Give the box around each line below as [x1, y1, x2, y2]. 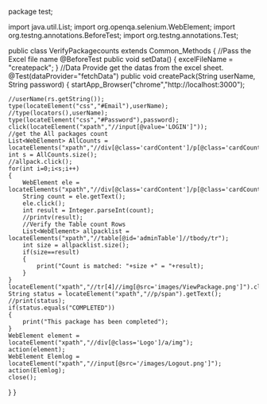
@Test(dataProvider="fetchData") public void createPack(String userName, [8, 72, 256, 80]
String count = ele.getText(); [22, 192, 126, 200]
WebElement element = [8, 332, 80, 340]
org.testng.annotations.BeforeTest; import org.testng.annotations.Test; [8, 31, 239, 40]
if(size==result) [22, 248, 80, 256]
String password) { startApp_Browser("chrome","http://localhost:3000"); [8, 80, 246, 89]
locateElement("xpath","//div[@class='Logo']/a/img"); [8, 339, 194, 347]
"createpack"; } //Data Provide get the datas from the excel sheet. [8, 63, 224, 72]
